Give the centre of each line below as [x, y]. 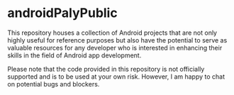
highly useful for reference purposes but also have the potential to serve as [117, 40]
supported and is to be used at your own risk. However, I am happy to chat [116, 77]
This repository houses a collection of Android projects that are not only [112, 33]
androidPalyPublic [63, 13]
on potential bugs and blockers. [54, 84]
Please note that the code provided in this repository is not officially [106, 69]
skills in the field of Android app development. [74, 55]
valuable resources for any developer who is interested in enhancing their [115, 47]
